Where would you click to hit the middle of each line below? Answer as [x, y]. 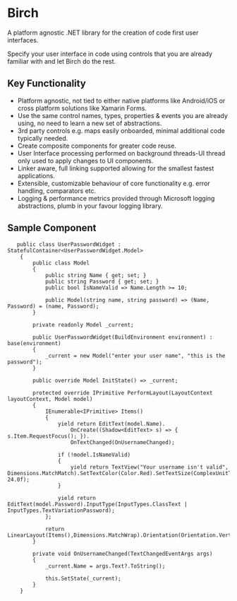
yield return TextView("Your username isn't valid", [150, 467]
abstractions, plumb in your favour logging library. [90, 206]
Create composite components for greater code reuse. [97, 146]
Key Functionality [47, 84]
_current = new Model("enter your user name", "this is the [135, 356]
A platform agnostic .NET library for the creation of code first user [103, 33]
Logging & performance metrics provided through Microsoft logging [116, 198]
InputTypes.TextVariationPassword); [61, 510]
